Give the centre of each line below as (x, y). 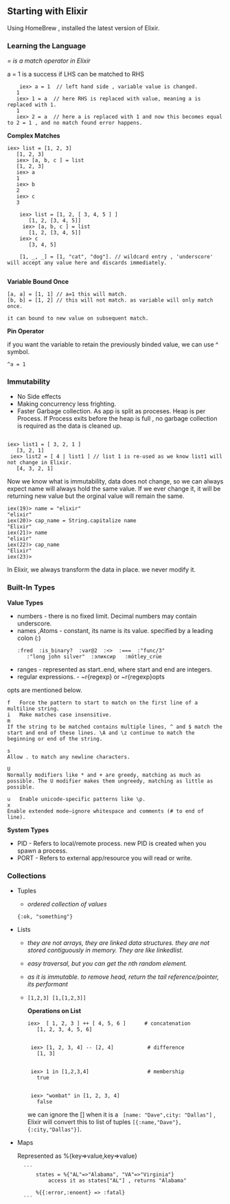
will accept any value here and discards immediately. (87, 263)
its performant (48, 984)
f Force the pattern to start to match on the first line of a (102, 703)
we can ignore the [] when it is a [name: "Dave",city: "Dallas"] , (122, 1114)
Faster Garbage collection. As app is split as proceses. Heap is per (111, 411)
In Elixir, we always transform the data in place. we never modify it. (102, 570)
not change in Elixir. (39, 463)
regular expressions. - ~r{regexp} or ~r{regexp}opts (91, 676)
